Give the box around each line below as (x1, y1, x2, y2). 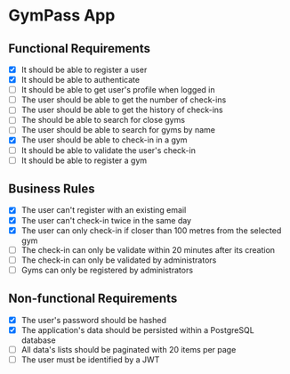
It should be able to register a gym (20, 155, 148, 166)
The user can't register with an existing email (20, 205, 187, 215)
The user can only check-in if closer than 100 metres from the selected (20, 224, 282, 236)
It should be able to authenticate (20, 75, 140, 85)
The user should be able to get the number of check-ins (20, 94, 227, 105)
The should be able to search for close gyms (20, 115, 186, 126)
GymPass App (8, 5, 116, 26)
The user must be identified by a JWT (20, 354, 160, 365)
